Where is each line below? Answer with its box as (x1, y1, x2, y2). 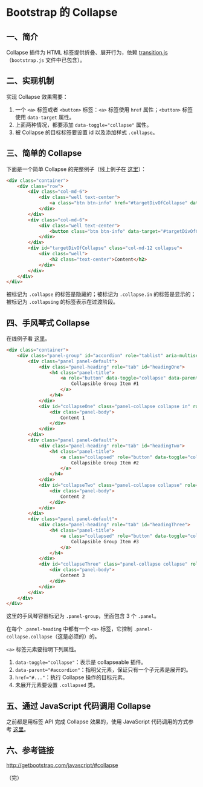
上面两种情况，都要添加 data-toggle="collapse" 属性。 (14, 121, 152, 128)
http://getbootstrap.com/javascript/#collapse (6, 762, 118, 769)
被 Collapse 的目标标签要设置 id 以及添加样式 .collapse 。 (14, 129, 158, 136)
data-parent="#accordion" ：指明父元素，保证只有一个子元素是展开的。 (14, 666, 192, 674)
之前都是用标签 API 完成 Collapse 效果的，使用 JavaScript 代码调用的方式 (6, 718, 188, 725)
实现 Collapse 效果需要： (6, 93, 68, 100)
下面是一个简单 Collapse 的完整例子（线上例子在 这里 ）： (6, 165, 147, 173)
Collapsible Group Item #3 (71, 538, 139, 544)
